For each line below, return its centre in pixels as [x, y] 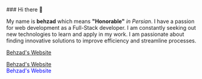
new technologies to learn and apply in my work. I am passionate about [95, 34]
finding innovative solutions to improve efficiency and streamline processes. [101, 41]
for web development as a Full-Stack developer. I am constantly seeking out [101, 28]
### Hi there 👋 [25, 9]
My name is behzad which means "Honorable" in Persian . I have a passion [100, 21]
